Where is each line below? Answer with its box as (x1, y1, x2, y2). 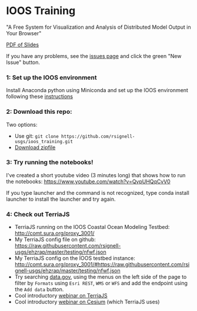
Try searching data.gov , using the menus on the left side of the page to (14, 273, 187, 280)
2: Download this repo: (6, 107, 72, 116)
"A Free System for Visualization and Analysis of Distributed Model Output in (6, 23, 191, 31)
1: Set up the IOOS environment (6, 73, 97, 82)
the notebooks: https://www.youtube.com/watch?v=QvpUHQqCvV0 (6, 178, 171, 185)
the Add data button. (14, 286, 64, 293)
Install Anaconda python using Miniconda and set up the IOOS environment (6, 87, 188, 94)
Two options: (6, 121, 38, 128)
